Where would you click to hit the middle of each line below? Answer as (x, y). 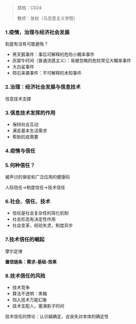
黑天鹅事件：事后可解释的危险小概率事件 (53, 54)
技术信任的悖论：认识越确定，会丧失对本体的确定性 (57, 316)
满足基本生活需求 (30, 130)
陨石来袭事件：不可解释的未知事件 (47, 73)
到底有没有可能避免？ (27, 44)
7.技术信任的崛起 (25, 240)
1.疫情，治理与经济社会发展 (37, 32)
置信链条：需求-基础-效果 (31, 262)
